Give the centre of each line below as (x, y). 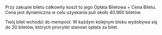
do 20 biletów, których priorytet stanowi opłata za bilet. (62, 27)
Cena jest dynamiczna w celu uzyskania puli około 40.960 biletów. (73, 12)
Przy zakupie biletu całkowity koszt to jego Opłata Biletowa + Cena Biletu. (81, 7)
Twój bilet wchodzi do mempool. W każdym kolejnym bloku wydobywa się (81, 22)
